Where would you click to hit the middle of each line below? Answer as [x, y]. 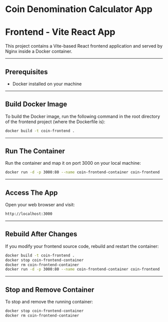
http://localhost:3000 [29, 214]
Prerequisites [26, 72]
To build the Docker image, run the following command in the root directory [83, 116]
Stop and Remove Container [50, 290]
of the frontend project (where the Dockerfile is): [55, 122]
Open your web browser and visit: [40, 205]
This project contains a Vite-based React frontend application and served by [84, 46]
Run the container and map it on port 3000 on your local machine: [73, 163]
